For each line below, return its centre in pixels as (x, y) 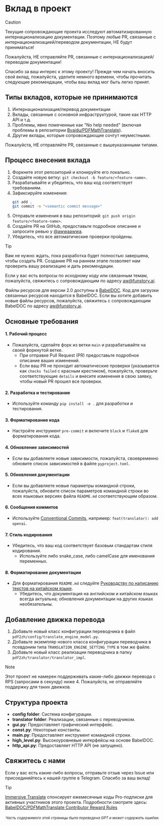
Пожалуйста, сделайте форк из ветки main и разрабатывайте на (79, 345)
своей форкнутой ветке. (37, 350)
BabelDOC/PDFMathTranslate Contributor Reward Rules (61, 807)
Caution (13, 22)
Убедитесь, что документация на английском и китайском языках (89, 594)
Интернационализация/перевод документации (61, 109)
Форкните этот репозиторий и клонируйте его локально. (71, 172)
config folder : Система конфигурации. (52, 714)
